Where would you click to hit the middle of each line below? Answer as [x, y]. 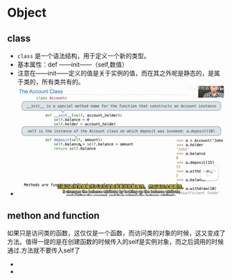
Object [27, 13]
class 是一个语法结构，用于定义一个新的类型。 [83, 56]
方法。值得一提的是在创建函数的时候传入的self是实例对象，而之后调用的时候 [116, 241]
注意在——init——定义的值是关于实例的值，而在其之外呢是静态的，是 [116, 73]
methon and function [54, 215]
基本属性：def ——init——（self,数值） [72, 64]
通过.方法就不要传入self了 [44, 250]
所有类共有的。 [63, 82]
